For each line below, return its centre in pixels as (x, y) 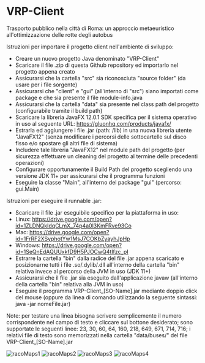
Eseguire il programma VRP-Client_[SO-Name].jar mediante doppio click (106, 291)
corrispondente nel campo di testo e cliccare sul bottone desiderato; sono (100, 322)
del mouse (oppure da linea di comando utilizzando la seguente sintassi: (106, 297)
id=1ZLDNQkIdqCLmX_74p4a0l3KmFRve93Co (73, 226)
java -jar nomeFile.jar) (43, 304)
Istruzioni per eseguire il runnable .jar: (54, 201)
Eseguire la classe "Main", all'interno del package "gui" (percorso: (98, 182)
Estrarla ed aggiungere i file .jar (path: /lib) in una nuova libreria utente (103, 130)
